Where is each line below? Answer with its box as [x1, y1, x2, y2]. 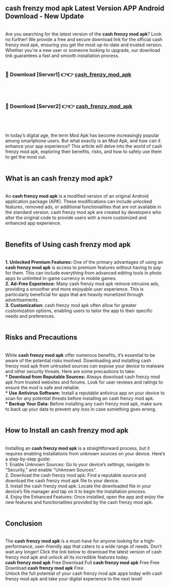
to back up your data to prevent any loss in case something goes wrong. [5, 406, 156, 412]
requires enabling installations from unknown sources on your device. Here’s [5, 450, 165, 456]
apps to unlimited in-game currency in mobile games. [5, 275, 117, 282]
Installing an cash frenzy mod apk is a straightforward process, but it [5, 445, 150, 451]
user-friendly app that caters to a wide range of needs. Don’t [35, 543, 162, 549]
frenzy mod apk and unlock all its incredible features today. [5, 554, 129, 561]
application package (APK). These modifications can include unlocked [5, 198, 152, 205]
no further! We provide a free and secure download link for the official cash [5, 36, 163, 42]
